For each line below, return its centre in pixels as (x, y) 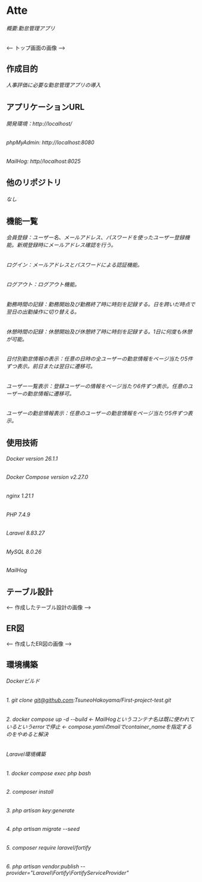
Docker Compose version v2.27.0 (47, 477)
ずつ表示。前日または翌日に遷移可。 (51, 366)
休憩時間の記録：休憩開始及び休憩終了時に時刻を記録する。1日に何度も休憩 (99, 332)
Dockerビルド (23, 681)
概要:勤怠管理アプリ (31, 28)
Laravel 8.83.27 (25, 533)
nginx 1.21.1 (20, 496)
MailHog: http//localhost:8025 (43, 161)
